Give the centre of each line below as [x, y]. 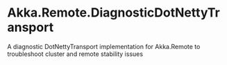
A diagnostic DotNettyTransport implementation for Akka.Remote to [104, 46]
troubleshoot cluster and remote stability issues [75, 54]
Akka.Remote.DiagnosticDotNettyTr [113, 13]
